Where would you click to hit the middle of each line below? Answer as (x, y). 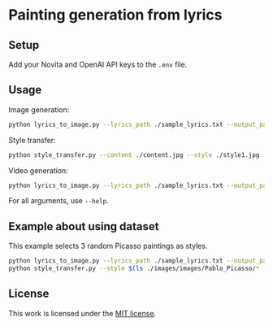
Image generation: (39, 109)
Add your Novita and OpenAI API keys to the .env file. (98, 64)
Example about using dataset (84, 226)
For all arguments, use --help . (58, 201)
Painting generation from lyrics (115, 15)
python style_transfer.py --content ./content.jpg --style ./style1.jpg (134, 155)
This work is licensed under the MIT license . (82, 313)
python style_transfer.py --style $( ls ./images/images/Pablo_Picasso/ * (134, 269)
